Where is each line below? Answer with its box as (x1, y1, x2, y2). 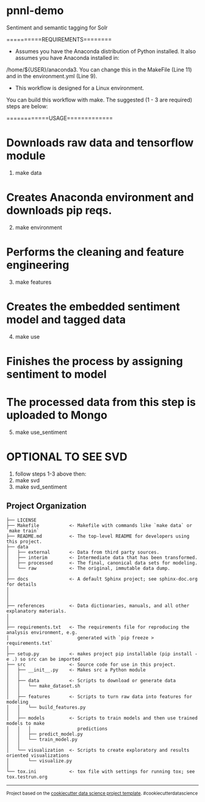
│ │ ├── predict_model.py (6, 731, 84, 737)
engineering (6, 258, 70, 272)
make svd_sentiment (15, 483, 67, 490)
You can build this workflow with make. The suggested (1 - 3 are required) (6, 96, 193, 103)
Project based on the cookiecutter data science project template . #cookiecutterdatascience (6, 790, 198, 796)
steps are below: (6, 102, 48, 110)
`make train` (6, 528, 40, 534)
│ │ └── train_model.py (6, 736, 78, 743)
